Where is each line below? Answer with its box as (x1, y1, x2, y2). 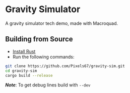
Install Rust (12, 48, 36, 54)
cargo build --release (5, 73, 53, 78)
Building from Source (5, 35, 73, 43)
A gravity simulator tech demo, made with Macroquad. (5, 20, 118, 26)
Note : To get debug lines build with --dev (5, 82, 91, 88)
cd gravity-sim (5, 68, 37, 73)
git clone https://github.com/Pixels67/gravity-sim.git (5, 63, 125, 69)
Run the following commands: (12, 54, 75, 60)
